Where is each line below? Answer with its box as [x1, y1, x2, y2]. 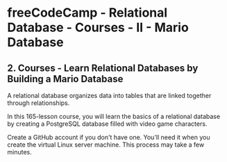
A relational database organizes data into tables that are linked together [7, 92, 212, 99]
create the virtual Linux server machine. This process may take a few [7, 140, 205, 149]
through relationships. [7, 99, 70, 107]
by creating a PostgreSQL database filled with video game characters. [7, 120, 208, 128]
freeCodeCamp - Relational [7, 5, 168, 21]
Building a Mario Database [7, 73, 124, 85]
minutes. [7, 148, 33, 156]
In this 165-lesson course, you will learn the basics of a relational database [7, 113, 221, 120]
